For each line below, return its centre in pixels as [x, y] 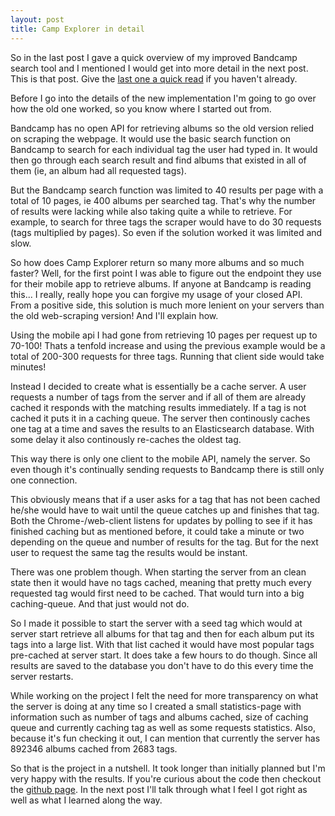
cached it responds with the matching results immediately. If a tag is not [158, 407]
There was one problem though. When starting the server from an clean [158, 572]
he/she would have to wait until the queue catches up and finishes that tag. [165, 510]
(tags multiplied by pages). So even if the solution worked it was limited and [166, 232]
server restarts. [42, 676]
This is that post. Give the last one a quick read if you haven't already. [154, 78]
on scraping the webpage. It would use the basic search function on [151, 138]
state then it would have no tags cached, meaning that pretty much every [161, 582]
